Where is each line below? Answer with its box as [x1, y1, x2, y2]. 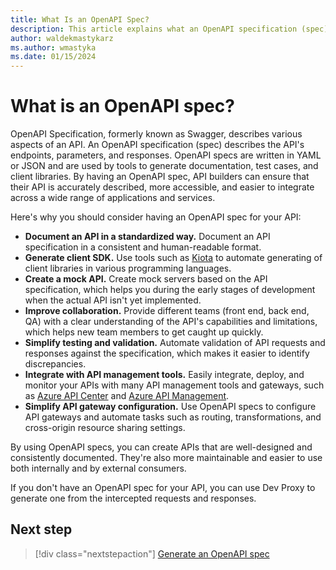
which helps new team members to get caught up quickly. [24, 326, 264, 338]
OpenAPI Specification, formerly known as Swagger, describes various [10, 128, 303, 140]
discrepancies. [24, 358, 87, 370]
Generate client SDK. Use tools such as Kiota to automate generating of [24, 252, 323, 264]
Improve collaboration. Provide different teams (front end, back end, [24, 305, 310, 317]
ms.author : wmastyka [10, 42, 97, 53]
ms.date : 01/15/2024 [10, 52, 97, 62]
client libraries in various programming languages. [24, 262, 232, 275]
